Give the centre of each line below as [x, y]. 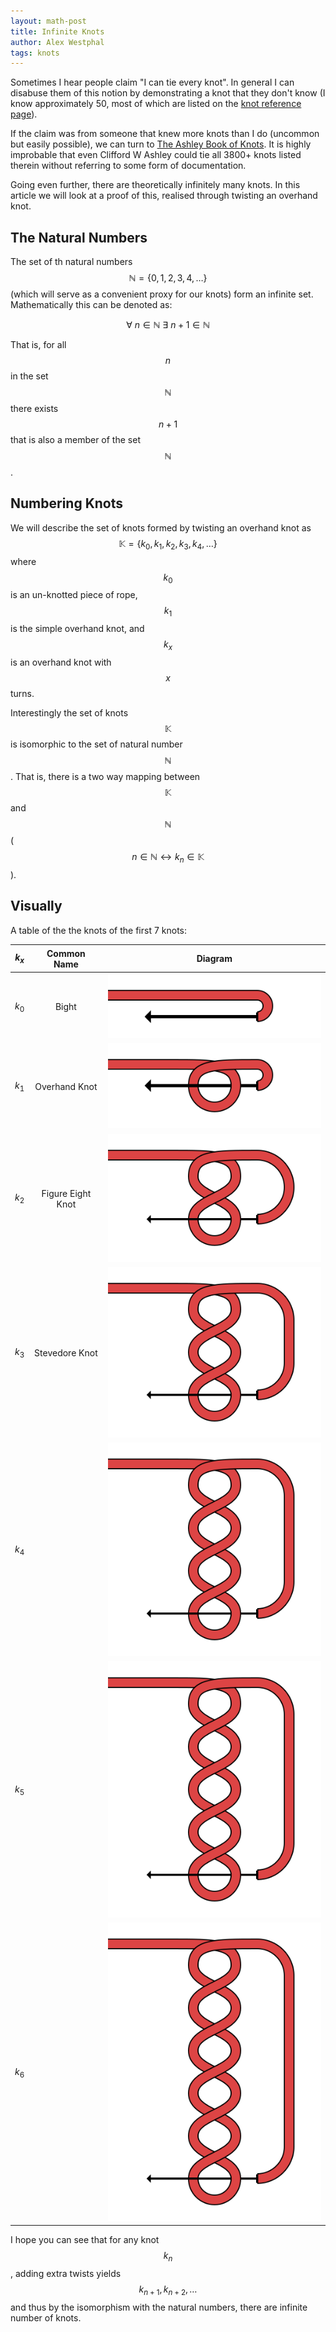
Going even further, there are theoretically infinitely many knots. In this [155, 185]
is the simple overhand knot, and [77, 629]
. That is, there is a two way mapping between [105, 777]
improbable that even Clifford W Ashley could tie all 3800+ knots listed [156, 155]
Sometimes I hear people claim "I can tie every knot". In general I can [152, 82]
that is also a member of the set [75, 440]
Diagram [214, 959]
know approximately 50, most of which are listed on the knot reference [156, 104]
